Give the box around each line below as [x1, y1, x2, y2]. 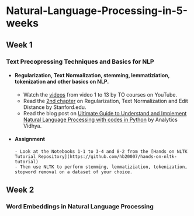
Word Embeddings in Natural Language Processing [6, 203, 154, 211]
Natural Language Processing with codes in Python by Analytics [23, 116, 178, 123]
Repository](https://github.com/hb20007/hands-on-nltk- [38, 153, 177, 159]
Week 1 [6, 40, 33, 50]
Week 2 [6, 185, 34, 195]
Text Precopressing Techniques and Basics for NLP [6, 57, 154, 66]
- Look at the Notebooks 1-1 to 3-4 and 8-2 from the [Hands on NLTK [14, 148, 188, 155]
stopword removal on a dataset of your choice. [14, 169, 133, 175]
